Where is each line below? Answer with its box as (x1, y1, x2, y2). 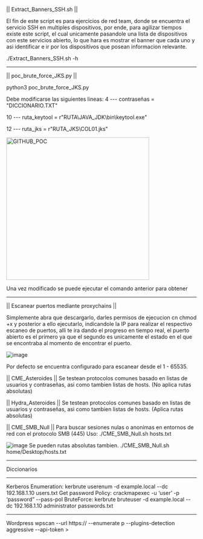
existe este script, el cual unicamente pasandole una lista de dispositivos (6, 30, 187, 37)
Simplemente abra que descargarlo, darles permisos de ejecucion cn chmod (6, 314, 197, 321)
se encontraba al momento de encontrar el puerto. (6, 340, 132, 346)
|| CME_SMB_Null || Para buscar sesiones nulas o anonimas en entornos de (6, 424, 195, 431)
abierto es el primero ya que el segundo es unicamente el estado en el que (6, 333, 193, 340)
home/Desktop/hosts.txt (6, 448, 66, 455)
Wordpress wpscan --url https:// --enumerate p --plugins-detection (6, 520, 175, 526)
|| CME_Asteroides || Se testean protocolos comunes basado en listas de (6, 375, 188, 381)
